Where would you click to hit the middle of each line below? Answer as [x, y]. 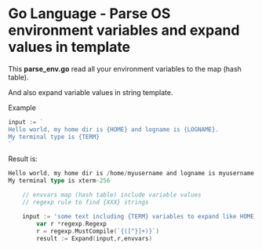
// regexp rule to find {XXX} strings [86, 202]
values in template [69, 47]
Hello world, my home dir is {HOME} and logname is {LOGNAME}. [114, 129]
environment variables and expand [124, 30]
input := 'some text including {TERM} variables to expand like [129, 216]
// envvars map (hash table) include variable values [112, 195]
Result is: [23, 159]
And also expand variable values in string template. [91, 92]
